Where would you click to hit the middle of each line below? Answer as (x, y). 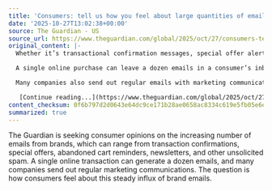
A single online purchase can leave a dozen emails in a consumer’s (134, 68)
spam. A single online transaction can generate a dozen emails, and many (132, 161)
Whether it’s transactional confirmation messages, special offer (130, 53)
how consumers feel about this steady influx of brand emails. (110, 178)
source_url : (28, 38)
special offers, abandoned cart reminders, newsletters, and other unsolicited (136, 153)
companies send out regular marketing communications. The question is (129, 170)
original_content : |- (45, 46)
